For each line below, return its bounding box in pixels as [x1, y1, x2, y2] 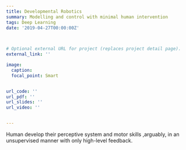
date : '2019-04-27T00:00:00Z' [6, 25, 80, 31]
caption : [11, 67, 33, 73]
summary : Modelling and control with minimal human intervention [6, 14, 168, 20]
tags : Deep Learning [6, 19, 57, 25]
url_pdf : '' [6, 94, 35, 100]
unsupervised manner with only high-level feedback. [6, 137, 133, 144]
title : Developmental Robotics [6, 8, 82, 15]
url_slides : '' [6, 99, 43, 105]
